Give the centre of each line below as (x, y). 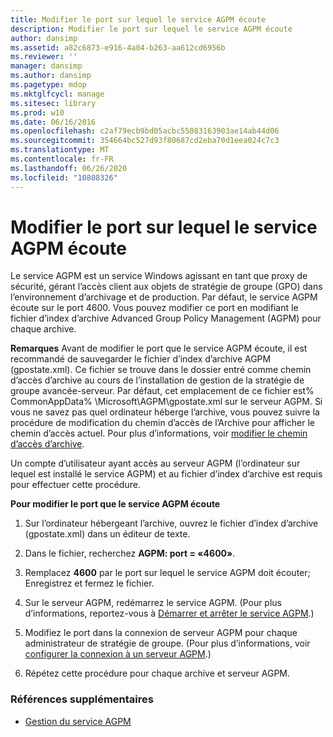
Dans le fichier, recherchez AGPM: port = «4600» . (130, 553)
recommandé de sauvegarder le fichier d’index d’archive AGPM (141, 359)
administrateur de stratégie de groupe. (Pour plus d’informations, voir (167, 643)
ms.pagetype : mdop (48, 85)
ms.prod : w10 (37, 112)
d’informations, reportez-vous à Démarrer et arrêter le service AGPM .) (169, 613)
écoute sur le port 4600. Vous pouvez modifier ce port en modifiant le (154, 308)
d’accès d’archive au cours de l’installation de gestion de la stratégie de (157, 380)
